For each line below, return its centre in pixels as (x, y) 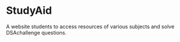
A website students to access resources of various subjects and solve (90, 26)
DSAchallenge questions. (37, 32)
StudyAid (29, 11)
